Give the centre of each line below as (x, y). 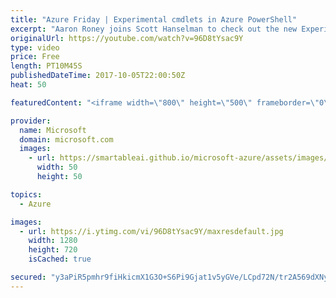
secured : (28, 277)
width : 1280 (53, 241)
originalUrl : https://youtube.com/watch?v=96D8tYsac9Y (127, 38)
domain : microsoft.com (66, 139)
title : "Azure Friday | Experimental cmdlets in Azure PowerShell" (154, 19)
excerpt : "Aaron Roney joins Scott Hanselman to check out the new (154, 29)
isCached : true (60, 259)
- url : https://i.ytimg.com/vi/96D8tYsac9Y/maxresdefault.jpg (151, 231)
